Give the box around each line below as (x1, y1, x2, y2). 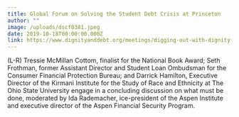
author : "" (7, 17, 40, 24)
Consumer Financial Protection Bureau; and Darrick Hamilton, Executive (7, 72, 218, 80)
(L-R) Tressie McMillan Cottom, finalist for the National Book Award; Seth (7, 56, 221, 65)
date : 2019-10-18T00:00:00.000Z (7, 30, 103, 38)
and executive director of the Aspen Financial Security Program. (7, 101, 196, 110)
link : (7, 37, 23, 44)
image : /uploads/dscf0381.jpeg (7, 23, 100, 30)
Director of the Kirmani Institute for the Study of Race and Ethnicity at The (7, 79, 224, 87)
